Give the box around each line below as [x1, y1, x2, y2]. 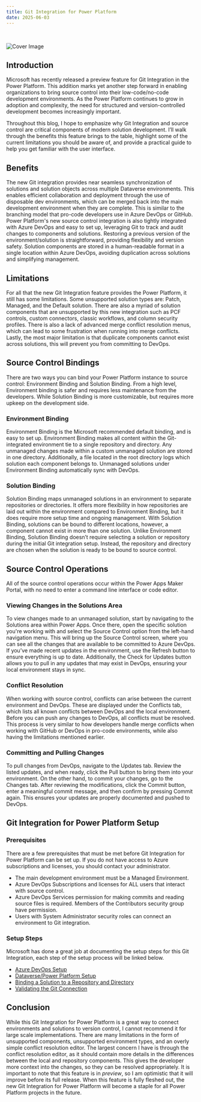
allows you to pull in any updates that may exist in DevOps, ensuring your [6, 660, 187, 667]
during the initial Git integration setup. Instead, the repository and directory [6, 540, 191, 547]
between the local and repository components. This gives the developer [6, 1057, 184, 1064]
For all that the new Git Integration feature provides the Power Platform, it [6, 289, 187, 296]
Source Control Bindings [6, 358, 100, 368]
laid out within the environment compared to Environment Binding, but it [6, 508, 184, 515]
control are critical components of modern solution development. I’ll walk [6, 126, 187, 133]
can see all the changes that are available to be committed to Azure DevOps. [6, 640, 196, 648]
